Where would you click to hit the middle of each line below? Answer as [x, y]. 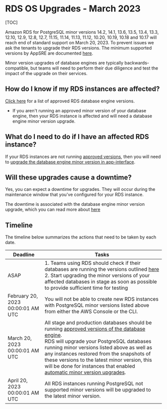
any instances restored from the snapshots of [98, 354]
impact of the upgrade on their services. [46, 73]
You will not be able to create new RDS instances [102, 299]
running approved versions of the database [95, 329]
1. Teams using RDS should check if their [92, 263]
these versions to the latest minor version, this [98, 360]
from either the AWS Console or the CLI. [91, 312]
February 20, [23, 296]
